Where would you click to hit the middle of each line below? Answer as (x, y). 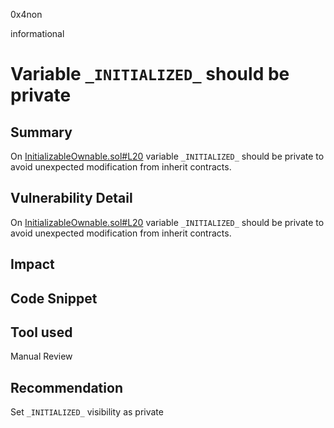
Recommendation (66, 387)
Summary (41, 132)
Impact (32, 264)
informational (37, 33)
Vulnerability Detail (71, 198)
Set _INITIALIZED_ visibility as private (87, 412)
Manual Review (41, 356)
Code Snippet (54, 298)
